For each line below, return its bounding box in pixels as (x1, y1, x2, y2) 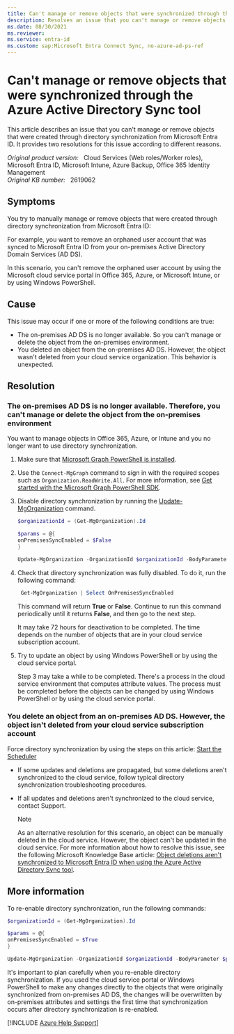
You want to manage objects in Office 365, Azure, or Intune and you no (7, 434, 211, 443)
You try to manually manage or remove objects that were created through (7, 214, 218, 223)
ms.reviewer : (7, 29, 45, 37)
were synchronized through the (7, 88, 194, 103)
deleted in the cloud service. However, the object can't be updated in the (17, 836, 227, 844)
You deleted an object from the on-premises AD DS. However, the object (17, 345, 226, 354)
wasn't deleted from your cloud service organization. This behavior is (17, 352, 217, 361)
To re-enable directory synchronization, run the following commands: (7, 904, 207, 912)
